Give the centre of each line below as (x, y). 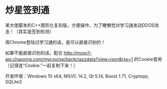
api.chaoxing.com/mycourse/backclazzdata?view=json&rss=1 (69, 59)
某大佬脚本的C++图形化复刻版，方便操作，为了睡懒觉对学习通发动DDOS (80, 25)
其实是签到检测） (36, 31)
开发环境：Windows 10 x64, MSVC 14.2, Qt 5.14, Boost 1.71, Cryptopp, (77, 76)
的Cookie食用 (148, 59)
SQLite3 (14, 81)
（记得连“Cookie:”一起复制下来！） (41, 65)
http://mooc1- (78, 53)
